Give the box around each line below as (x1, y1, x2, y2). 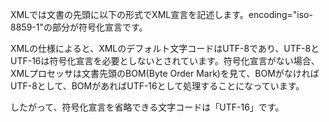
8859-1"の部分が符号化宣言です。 (10, 21, 148, 33)
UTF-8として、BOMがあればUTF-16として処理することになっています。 (10, 80, 305, 92)
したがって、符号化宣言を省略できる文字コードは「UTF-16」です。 (10, 101, 285, 113)
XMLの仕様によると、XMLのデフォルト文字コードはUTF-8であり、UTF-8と (10, 43, 320, 54)
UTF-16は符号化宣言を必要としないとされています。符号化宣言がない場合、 (10, 55, 320, 67)
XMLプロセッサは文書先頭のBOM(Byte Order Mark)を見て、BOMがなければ (10, 68, 320, 79)
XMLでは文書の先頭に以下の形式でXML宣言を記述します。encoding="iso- (10, 9, 313, 20)
